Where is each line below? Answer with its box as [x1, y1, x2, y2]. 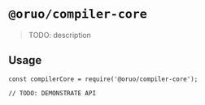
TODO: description [28, 30, 92, 40]
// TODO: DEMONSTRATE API [8, 89, 96, 97]
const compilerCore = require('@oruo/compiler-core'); [8, 75, 198, 83]
